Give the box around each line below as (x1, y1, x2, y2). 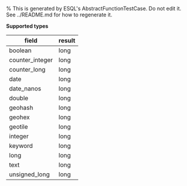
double (9, 94, 28, 102)
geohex (9, 113, 30, 121)
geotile (9, 123, 28, 131)
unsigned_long (9, 170, 50, 178)
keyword (9, 142, 34, 150)
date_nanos (9, 84, 41, 93)
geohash (9, 104, 34, 111)
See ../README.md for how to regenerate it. (6, 11, 113, 18)
